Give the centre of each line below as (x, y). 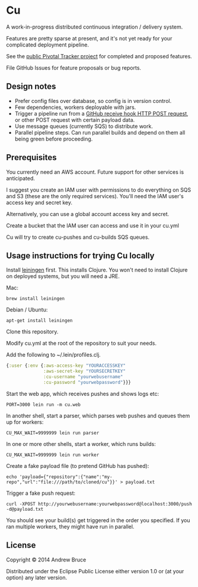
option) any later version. (36, 577)
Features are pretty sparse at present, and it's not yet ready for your (89, 38)
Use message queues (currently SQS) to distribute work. (84, 126)
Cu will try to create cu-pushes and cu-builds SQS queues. (78, 237)
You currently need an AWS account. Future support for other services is (95, 172)
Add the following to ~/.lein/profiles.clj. (53, 355)
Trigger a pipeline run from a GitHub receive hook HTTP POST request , (101, 113)
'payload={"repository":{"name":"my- (66, 477)
